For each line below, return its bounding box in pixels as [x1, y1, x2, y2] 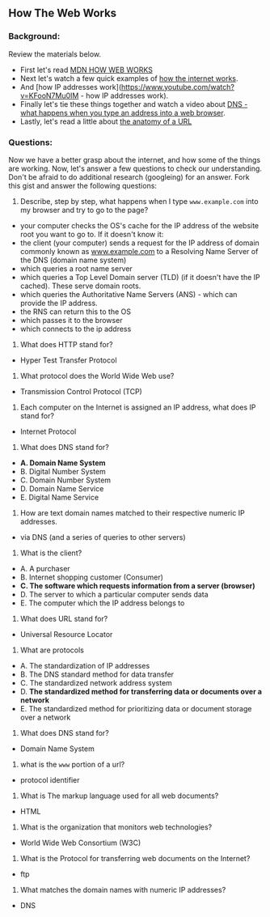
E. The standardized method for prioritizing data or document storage [19, 703, 252, 713]
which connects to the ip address [19, 324, 132, 333]
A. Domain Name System [19, 457, 107, 468]
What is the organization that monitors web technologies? [19, 821, 213, 832]
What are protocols [19, 645, 85, 655]
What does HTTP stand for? [19, 339, 113, 349]
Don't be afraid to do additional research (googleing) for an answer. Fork [8, 172, 250, 181]
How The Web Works [8, 6, 117, 20]
